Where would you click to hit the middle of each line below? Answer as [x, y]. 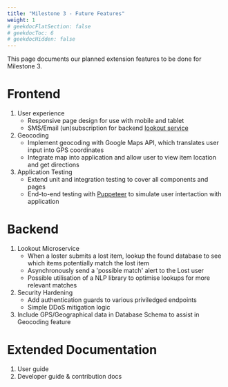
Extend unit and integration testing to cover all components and [118, 180]
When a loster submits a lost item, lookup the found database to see [124, 256]
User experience [41, 113]
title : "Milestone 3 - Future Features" [66, 13]
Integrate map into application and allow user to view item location [122, 158]
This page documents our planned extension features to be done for [104, 59]
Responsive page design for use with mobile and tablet [106, 121]
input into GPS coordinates [66, 150]
